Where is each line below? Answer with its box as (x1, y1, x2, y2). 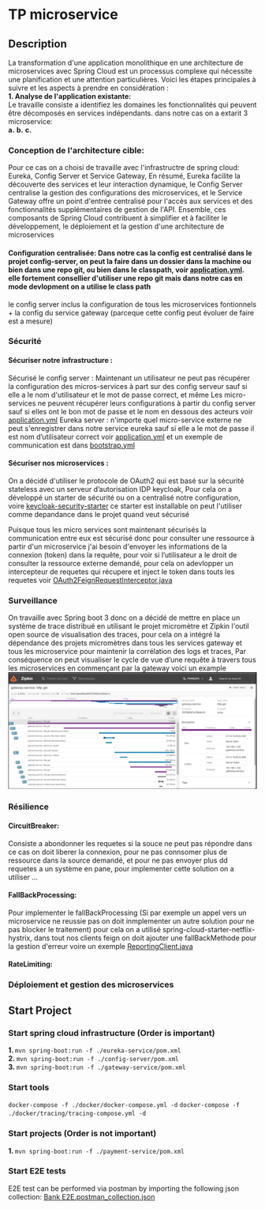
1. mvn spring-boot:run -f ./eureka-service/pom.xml (8, 1045, 181, 1055)
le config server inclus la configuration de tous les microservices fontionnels (8, 299, 257, 309)
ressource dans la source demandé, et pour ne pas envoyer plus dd (8, 856, 229, 865)
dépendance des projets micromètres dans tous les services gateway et (8, 638, 243, 648)
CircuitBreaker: (8, 821, 60, 830)
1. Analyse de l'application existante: (8, 92, 132, 100)
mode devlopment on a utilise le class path (8, 281, 151, 291)
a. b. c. (8, 125, 32, 134)
